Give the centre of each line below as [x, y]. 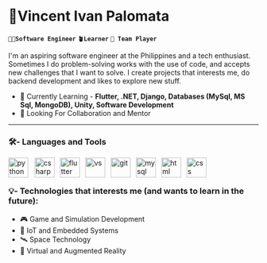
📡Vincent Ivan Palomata [89, 16]
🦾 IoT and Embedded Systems [69, 230]
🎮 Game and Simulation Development [82, 219]
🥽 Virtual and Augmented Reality [73, 250]
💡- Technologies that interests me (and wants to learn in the [126, 191]
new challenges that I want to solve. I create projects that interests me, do [129, 72]
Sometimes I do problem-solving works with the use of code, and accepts [129, 64]
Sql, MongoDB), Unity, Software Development [97, 104]
